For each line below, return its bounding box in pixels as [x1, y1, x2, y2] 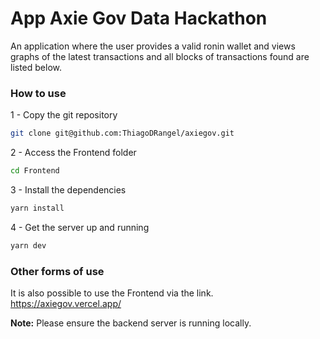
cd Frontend [10, 166, 60, 176]
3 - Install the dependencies [10, 183, 127, 196]
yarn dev [10, 240, 47, 251]
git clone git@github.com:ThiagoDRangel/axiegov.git [10, 128, 235, 139]
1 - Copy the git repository [10, 109, 118, 121]
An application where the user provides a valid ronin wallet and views [10, 40, 296, 52]
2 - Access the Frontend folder [10, 147, 137, 159]
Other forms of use [10, 264, 105, 278]
